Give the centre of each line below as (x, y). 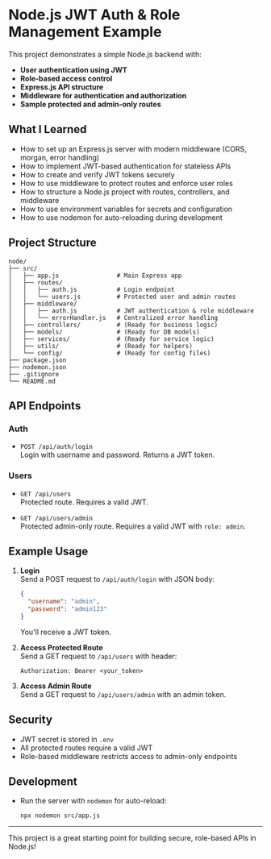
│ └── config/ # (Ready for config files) (110, 353)
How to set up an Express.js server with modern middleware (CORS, (133, 149)
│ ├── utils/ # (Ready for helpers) (101, 346)
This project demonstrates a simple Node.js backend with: (105, 54)
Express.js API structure (62, 87)
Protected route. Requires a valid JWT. (84, 502)
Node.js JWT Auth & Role (94, 15)
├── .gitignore (34, 374)
